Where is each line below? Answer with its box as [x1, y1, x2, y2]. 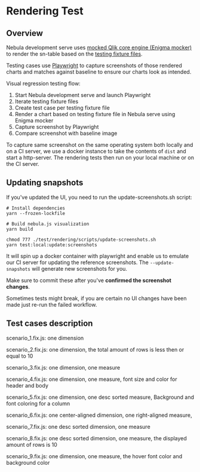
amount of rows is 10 [6, 441, 58, 448]
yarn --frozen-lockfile [6, 210, 66, 216]
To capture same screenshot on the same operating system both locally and [6, 141, 193, 148]
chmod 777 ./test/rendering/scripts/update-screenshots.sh [6, 237, 156, 243]
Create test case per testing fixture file [14, 104, 110, 111]
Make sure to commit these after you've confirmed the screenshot [6, 277, 172, 284]
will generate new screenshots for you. [32, 265, 127, 272]
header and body [6, 382, 49, 389]
